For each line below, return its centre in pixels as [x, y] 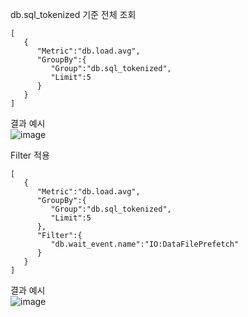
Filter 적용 [30, 155]
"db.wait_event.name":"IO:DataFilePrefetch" [145, 244]
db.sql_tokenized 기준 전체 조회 [73, 14]
